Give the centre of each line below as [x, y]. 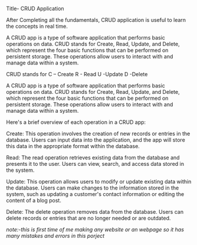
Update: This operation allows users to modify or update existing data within [99, 182]
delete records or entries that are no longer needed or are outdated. [88, 218]
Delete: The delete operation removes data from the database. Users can [95, 212]
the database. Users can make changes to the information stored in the [93, 188]
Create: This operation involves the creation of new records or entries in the [98, 133]
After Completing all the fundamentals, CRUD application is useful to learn [96, 20]
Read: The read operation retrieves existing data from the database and [93, 158]
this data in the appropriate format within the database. [73, 146]
